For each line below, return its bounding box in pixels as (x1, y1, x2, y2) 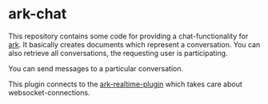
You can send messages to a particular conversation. (8, 63, 184, 73)
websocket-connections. (8, 87, 90, 97)
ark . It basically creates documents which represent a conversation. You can (8, 39, 261, 49)
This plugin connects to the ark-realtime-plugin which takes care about (8, 79, 242, 89)
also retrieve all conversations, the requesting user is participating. (8, 48, 228, 58)
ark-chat (8, 5, 67, 23)
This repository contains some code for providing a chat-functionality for (8, 31, 249, 41)
